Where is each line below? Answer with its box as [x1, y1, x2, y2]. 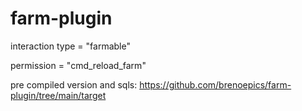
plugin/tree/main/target [10, 89, 107, 101]
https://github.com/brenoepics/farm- [139, 78, 292, 91]
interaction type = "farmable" [10, 40, 131, 52]
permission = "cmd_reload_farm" [10, 59, 147, 71]
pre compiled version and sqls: [10, 78, 138, 91]
